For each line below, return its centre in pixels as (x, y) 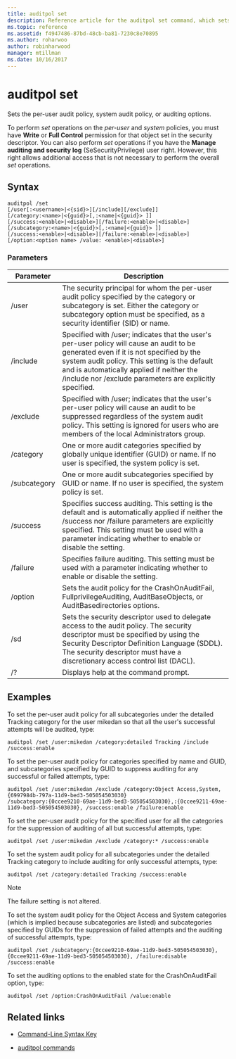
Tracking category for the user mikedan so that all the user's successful (111, 721)
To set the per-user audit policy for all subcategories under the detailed (111, 714)
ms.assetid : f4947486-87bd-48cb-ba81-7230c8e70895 (83, 33)
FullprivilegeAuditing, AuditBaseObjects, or (133, 597)
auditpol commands (46, 1048)
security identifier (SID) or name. (116, 323)
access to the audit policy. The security (127, 626)
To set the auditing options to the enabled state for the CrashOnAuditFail (112, 975)
